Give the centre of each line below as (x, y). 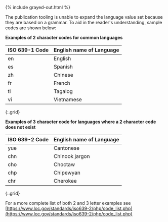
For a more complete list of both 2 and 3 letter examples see (68, 203)
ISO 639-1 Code (28, 50)
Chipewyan (67, 173)
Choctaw (64, 164)
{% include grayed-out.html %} (38, 7)
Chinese (63, 75)
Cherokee (65, 181)
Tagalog (63, 91)
